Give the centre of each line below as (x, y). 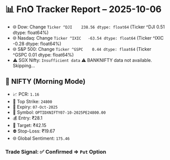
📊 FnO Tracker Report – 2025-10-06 (83, 9)
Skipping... (24, 66)
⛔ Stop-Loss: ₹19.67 (34, 131)
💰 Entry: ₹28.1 (27, 118)
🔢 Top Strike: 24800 (32, 101)
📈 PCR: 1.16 (26, 94)
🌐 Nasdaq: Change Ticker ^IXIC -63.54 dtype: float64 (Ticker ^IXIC (88, 38)
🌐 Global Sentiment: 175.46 (41, 138)
